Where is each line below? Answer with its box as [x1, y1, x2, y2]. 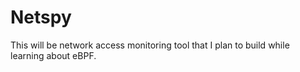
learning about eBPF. [10, 49, 97, 61]
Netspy [10, 6, 72, 29]
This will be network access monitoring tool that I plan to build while [10, 39, 290, 51]
